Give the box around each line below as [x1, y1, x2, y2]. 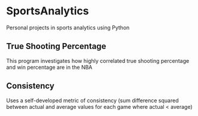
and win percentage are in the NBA [6, 63, 93, 71]
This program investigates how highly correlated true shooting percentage [6, 57, 190, 64]
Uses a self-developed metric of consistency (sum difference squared [6, 97, 179, 104]
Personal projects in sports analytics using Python [6, 24, 130, 31]
